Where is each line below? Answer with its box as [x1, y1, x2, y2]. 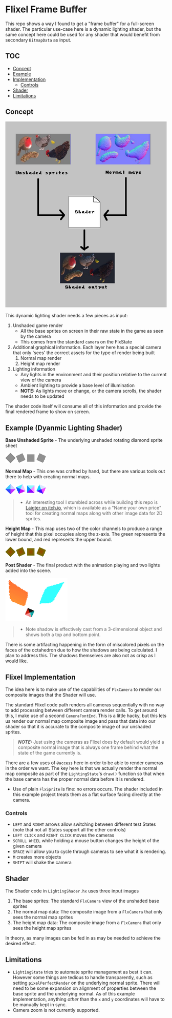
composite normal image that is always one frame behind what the [17, 744, 159, 750]
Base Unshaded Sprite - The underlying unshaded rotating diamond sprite [5, 437, 163, 443]
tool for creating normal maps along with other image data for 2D [25, 510, 163, 516]
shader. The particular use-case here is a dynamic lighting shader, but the [5, 26, 161, 32]
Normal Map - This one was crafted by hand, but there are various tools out [5, 468, 165, 475]
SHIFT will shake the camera [12, 860, 72, 866]
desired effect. [5, 941, 36, 947]
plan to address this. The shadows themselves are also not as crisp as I [5, 653, 156, 659]
